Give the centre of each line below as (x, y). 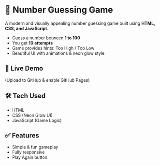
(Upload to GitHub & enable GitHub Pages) (47, 80)
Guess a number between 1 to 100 (46, 38)
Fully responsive (28, 152)
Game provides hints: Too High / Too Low (53, 48)
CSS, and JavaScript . (27, 28)
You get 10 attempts (32, 43)
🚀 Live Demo (24, 68)
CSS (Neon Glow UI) (32, 115)
